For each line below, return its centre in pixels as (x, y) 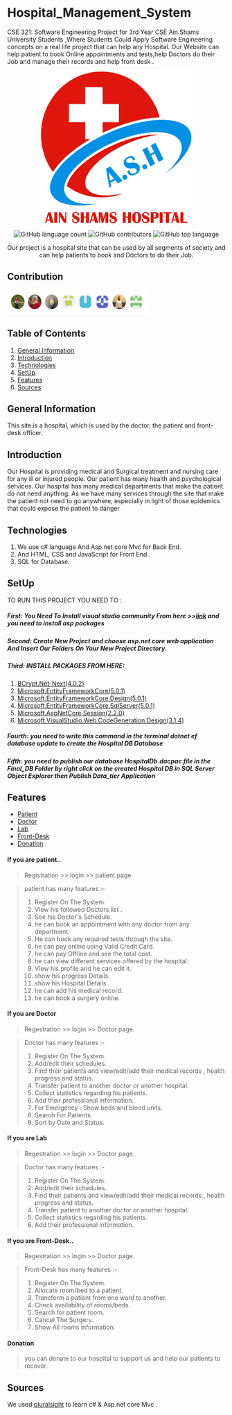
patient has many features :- (64, 888)
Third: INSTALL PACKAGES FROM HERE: (66, 666)
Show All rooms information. (75, 1328)
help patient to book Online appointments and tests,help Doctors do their (111, 54)
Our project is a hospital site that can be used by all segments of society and (116, 247)
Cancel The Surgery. (64, 1320)
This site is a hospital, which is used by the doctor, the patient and (101, 425)
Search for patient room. (69, 1312)
